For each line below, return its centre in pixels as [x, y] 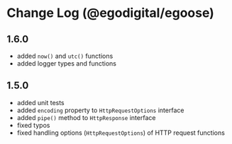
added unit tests [40, 102]
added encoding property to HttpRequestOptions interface [100, 110]
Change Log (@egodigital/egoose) [110, 13]
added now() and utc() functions [65, 56]
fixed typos [33, 125]
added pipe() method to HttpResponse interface [86, 117]
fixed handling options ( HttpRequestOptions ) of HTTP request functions [121, 133]
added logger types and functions [66, 64]
